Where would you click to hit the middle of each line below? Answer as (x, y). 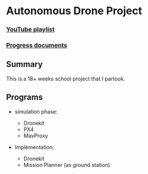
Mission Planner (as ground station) (67, 165)
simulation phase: (36, 111)
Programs (24, 97)
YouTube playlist (30, 30)
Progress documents (37, 46)
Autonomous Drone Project (74, 11)
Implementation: (34, 147)
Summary (24, 64)
